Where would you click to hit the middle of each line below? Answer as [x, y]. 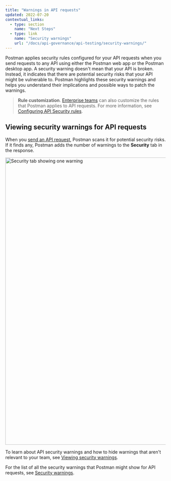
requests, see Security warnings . [40, 472]
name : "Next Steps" [35, 29]
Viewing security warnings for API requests [76, 127]
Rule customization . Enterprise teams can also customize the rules [88, 100]
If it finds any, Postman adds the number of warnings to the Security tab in [84, 145]
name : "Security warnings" [43, 39]
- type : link [24, 34]
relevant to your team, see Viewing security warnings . [62, 457]
